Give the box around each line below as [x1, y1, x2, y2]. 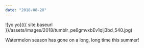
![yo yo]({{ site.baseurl [5, 21, 53, 28]
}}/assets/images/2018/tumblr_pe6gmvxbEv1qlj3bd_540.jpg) [5, 27, 133, 33]
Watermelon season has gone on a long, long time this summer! [5, 37, 139, 43]
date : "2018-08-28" [5, 7, 47, 13]
